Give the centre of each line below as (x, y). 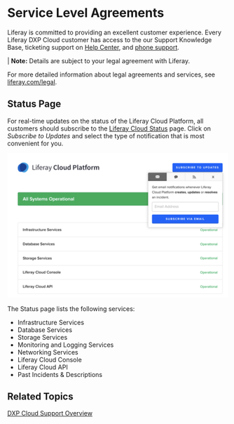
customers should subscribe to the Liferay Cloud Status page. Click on (109, 128)
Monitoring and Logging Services (66, 345)
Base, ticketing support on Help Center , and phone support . (94, 47)
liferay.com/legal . (32, 81)
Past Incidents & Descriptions (60, 374)
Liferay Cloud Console (49, 359)
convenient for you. (35, 143)
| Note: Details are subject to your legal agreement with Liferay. (99, 60)
